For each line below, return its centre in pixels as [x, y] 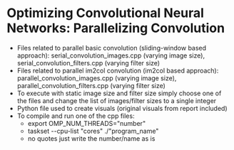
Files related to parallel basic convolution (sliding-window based [112, 48]
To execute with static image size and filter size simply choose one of [119, 93]
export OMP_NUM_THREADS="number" [87, 123]
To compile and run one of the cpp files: [76, 116]
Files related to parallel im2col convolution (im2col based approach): [118, 70]
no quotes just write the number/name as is [91, 138]
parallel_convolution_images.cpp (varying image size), [97, 78]
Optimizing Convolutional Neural [106, 13]
